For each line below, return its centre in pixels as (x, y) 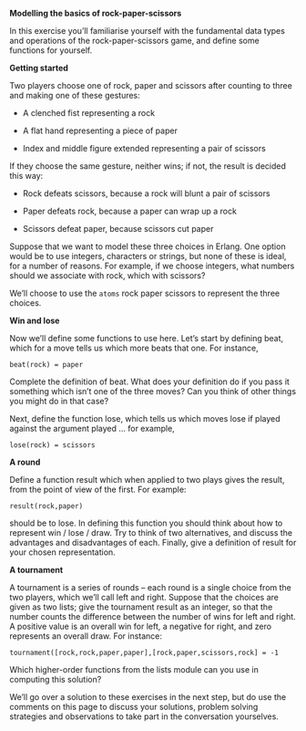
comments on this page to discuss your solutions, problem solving (134, 707)
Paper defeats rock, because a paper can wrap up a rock (129, 211)
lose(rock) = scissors (52, 445)
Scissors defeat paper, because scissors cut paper (118, 229)
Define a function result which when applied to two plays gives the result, (147, 480)
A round (25, 462)
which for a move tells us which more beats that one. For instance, (134, 348)
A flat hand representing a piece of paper (100, 131)
